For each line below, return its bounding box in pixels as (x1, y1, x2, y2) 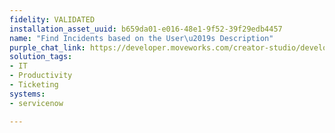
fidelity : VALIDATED (9, 14, 96, 25)
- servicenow (9, 98, 64, 108)
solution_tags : (9, 52, 73, 62)
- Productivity (9, 71, 73, 81)
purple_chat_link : (9, 42, 86, 53)
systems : (9, 89, 46, 99)
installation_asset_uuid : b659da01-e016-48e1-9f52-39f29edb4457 (9, 24, 283, 34)
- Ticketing (9, 80, 59, 90)
